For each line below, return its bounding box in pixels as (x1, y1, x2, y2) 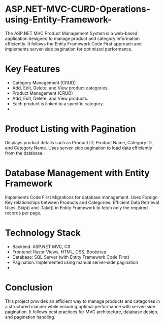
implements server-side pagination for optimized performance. (5, 46, 133, 52)
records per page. (5, 210, 42, 216)
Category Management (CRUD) (12, 80, 76, 85)
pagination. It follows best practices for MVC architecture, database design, (5, 309, 159, 315)
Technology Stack (5, 227, 81, 238)
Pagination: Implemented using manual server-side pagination (12, 259, 138, 265)
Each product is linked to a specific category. (12, 100, 104, 107)
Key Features (5, 63, 61, 75)
